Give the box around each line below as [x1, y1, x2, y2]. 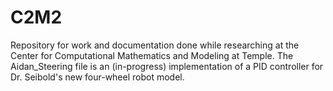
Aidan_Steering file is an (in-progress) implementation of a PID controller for [10, 60, 324, 72]
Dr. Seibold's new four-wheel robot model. [10, 71, 185, 83]
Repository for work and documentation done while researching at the [10, 39, 300, 51]
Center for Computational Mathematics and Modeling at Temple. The [10, 49, 294, 61]
